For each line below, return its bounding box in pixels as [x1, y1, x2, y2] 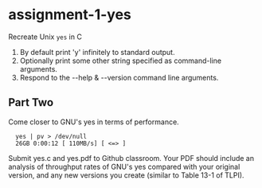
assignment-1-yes [8, 6, 131, 24]
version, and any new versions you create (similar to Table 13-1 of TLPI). [8, 170, 244, 180]
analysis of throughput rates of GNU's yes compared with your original [8, 162, 240, 171]
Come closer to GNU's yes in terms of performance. [8, 117, 179, 127]
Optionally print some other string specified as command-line [19, 56, 221, 65]
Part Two [8, 96, 54, 109]
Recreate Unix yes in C [8, 32, 82, 41]
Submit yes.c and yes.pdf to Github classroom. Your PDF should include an [8, 153, 255, 163]
